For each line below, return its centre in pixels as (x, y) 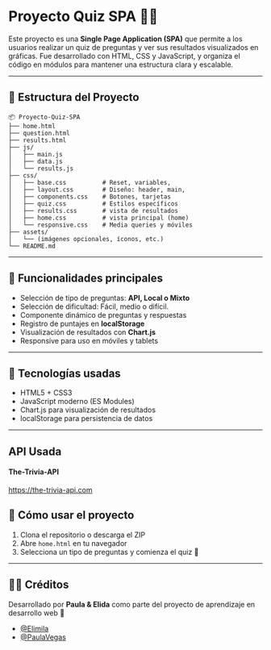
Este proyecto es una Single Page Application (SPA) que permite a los (126, 39)
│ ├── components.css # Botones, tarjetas (90, 197)
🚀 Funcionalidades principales (86, 279)
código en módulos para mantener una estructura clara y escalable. (121, 65)
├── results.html (38, 140)
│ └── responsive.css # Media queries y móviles (101, 225)
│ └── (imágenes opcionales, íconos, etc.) (86, 239)
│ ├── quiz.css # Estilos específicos (94, 204)
